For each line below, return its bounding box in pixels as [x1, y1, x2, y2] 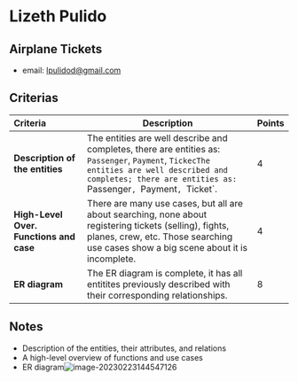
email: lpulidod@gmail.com [21, 65, 122, 75]
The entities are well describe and [87, 131, 228, 144]
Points [256, 117, 285, 129]
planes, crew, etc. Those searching [87, 230, 233, 243]
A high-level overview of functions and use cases [21, 352, 204, 362]
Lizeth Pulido [9, 6, 107, 27]
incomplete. [87, 253, 137, 265]
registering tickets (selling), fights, [87, 219, 230, 231]
